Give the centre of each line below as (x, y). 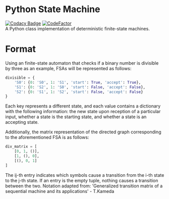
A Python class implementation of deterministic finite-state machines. (77, 28)
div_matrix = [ (21, 147)
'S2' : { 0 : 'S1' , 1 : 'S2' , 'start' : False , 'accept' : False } (79, 92)
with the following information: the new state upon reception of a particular (83, 112)
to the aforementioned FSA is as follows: (47, 137)
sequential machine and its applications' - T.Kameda (60, 191)
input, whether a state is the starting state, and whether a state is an (76, 117)
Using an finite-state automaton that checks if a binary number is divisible (82, 63)
